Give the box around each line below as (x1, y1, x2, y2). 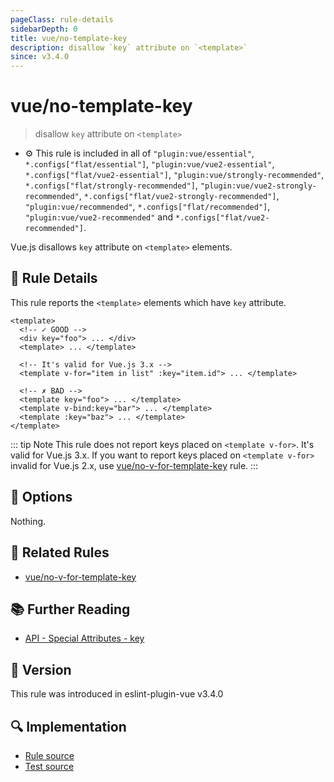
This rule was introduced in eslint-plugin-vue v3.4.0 (10, 688, 224, 700)
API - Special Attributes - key (24, 632, 145, 645)
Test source (24, 760, 75, 772)
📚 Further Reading (10, 601, 131, 618)
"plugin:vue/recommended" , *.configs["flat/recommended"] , (24, 201, 271, 213)
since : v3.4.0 (10, 52, 70, 62)
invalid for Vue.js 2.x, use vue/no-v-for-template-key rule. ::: (10, 459, 259, 471)
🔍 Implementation (10, 718, 127, 735)
